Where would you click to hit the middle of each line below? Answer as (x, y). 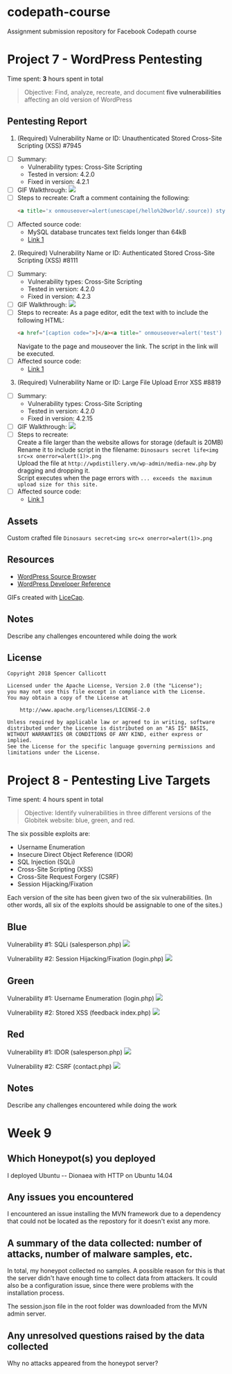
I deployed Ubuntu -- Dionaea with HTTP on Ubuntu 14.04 (90, 1175)
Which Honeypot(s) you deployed (81, 1159)
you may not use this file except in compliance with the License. (107, 692)
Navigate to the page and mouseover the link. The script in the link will (117, 346)
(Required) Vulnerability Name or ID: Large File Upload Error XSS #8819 (119, 382)
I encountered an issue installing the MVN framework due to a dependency (114, 1214)
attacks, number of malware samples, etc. (100, 1254)
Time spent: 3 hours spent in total (55, 79)
